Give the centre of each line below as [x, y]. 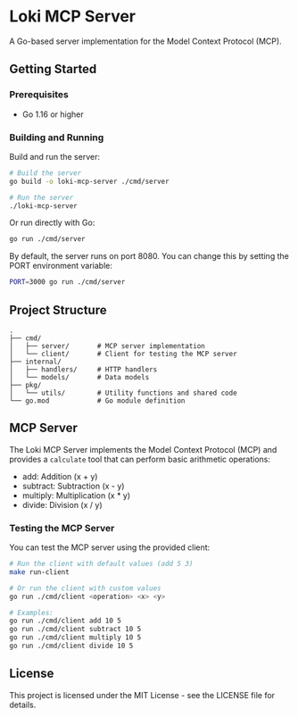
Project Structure [58, 310]
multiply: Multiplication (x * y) [76, 495]
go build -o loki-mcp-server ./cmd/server [89, 181]
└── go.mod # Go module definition [97, 400]
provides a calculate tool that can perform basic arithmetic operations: [140, 459]
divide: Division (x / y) [62, 504]
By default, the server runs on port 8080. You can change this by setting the [149, 256]
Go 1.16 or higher [53, 114]
